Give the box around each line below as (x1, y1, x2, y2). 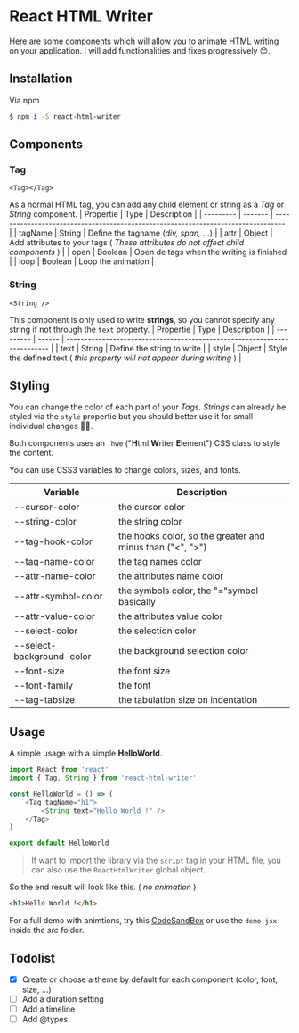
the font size (118, 665, 171, 677)
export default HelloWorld (9, 839, 109, 848)
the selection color (118, 624, 197, 637)
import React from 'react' (9, 765, 109, 774)
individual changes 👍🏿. (9, 421, 93, 432)
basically (118, 596, 156, 608)
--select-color (13, 624, 78, 637)
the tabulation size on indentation (118, 694, 258, 707)
